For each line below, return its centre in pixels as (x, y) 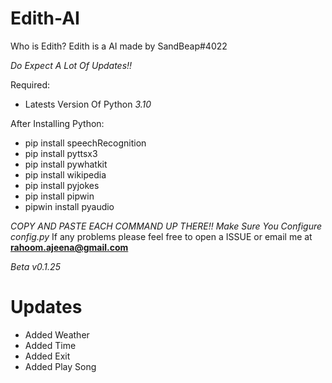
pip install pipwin (59, 196)
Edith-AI (45, 18)
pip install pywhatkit (66, 164)
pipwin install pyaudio (69, 206)
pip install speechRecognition (85, 143)
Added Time (50, 345)
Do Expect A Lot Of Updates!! (71, 65)
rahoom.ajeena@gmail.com (69, 247)
